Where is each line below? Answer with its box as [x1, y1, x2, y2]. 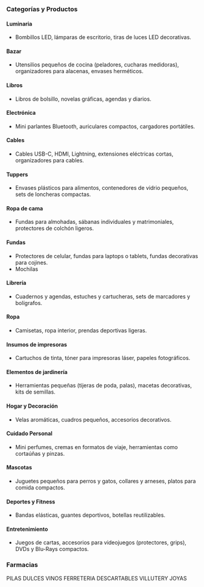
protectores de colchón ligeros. [15, 225, 94, 232]
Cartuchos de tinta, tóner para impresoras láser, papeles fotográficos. [15, 355, 191, 362]
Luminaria [6, 20, 32, 27]
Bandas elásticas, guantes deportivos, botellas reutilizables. [15, 511, 166, 519]
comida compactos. [15, 484, 65, 491]
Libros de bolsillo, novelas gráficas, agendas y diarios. [15, 95, 152, 103]
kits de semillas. [15, 388, 56, 395]
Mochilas [15, 265, 38, 273]
